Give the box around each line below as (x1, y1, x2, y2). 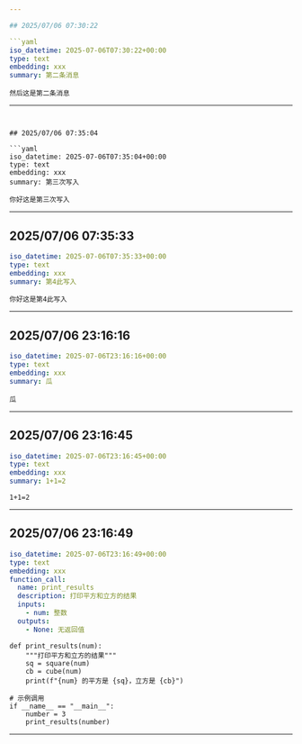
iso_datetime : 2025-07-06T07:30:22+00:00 (9, 46, 167, 55)
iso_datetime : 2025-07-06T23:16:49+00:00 (9, 549, 167, 558)
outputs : (17, 616, 50, 626)
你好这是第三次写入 (9, 195, 70, 204)
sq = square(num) (25, 658, 91, 667)
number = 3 (25, 709, 67, 719)
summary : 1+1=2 (9, 476, 67, 486)
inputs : (17, 600, 47, 609)
